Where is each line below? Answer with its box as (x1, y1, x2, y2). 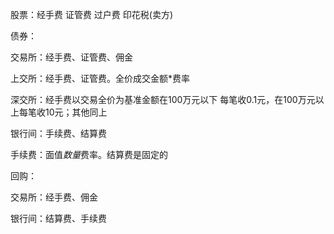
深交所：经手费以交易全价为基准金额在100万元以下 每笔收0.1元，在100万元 (10, 94, 316, 105)
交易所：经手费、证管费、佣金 (10, 51, 133, 63)
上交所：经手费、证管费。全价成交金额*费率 (10, 73, 191, 84)
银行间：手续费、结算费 (10, 128, 107, 139)
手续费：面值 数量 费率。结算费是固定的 (10, 149, 168, 160)
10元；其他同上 (44, 106, 108, 118)
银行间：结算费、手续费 (10, 213, 107, 224)
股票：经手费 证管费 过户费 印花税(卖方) (10, 9, 174, 20)
